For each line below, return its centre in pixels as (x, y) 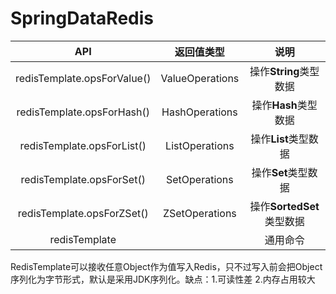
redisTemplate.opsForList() (83, 145)
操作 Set (269, 172)
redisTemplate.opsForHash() (83, 112)
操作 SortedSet (284, 206)
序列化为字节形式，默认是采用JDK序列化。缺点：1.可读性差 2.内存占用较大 (163, 279)
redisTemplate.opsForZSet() (83, 213)
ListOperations (200, 145)
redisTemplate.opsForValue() (83, 78)
